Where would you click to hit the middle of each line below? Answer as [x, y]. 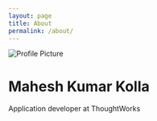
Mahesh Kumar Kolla [79, 86]
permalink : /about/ [41, 31]
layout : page [30, 16]
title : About [30, 23]
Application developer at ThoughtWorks [74, 109]
